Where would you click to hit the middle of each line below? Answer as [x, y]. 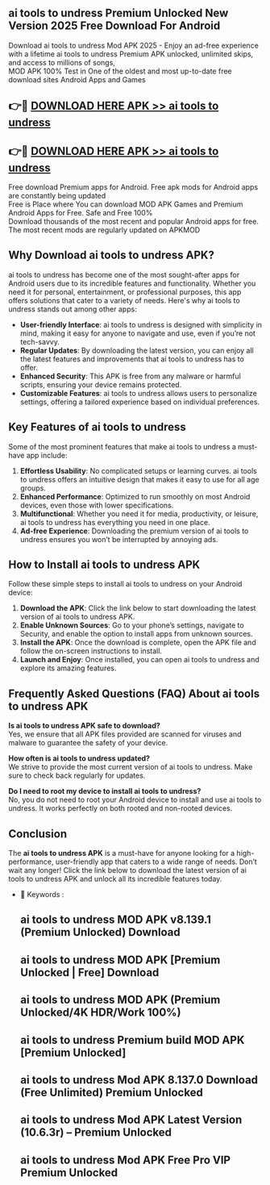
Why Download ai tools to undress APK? [112, 255]
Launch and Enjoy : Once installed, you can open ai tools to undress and [139, 660]
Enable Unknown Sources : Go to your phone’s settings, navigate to [132, 625]
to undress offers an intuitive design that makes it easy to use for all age [139, 479]
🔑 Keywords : [42, 895]
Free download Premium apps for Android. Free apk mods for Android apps [133, 187]
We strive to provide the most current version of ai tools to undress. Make [131, 767]
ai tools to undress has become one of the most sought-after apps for [124, 274]
